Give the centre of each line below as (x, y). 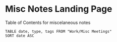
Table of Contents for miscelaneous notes (48, 22)
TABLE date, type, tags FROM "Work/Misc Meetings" (58, 31)
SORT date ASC (20, 36)
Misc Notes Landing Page (59, 9)
